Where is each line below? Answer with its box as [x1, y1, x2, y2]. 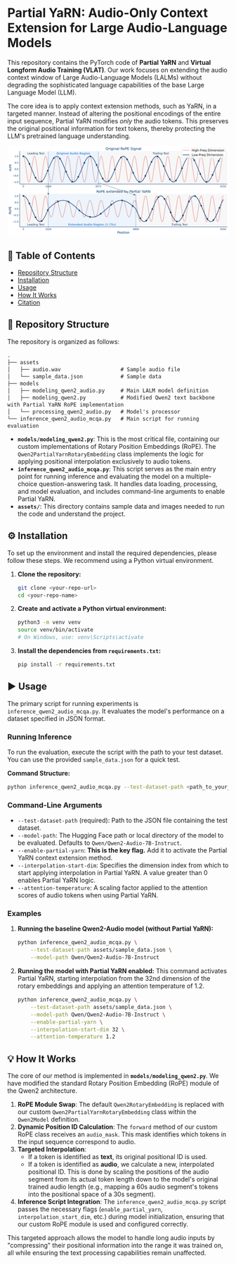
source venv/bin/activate [17, 626, 93, 633]
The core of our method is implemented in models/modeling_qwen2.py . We [7, 1072, 219, 1080]
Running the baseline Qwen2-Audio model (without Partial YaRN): [17, 924, 214, 933]
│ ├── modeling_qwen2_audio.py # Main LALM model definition [7, 387, 209, 394]
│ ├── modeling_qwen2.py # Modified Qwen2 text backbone [7, 394, 216, 401]
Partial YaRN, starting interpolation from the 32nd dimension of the [17, 974, 211, 983]
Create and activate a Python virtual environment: [17, 605, 167, 613]
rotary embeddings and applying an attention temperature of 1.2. [17, 981, 205, 991]
